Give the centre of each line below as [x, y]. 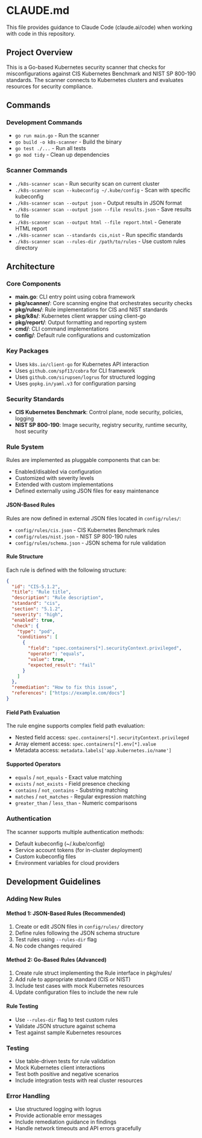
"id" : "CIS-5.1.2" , [36, 586]
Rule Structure [25, 557]
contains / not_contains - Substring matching [71, 790]
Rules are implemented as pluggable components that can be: [83, 460]
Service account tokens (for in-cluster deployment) [79, 850]
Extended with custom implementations [64, 485]
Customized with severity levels [55, 478]
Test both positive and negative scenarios [67, 1073]
